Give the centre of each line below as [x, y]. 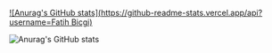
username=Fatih [39, 22]
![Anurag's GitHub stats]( [55, 13]
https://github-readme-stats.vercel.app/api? [182, 13]
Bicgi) [82, 22]
